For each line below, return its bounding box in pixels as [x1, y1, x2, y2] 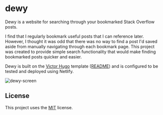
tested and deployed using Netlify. [5, 68, 74, 74]
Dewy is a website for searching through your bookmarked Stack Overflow [5, 19, 155, 25]
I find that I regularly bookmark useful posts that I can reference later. [5, 33, 145, 39]
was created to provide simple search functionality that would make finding [5, 49, 156, 55]
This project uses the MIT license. [5, 104, 73, 110]
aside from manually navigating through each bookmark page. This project [5, 43, 155, 49]
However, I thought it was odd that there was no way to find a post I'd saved [5, 38, 158, 44]
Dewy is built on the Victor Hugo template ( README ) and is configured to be [5, 63, 158, 69]
